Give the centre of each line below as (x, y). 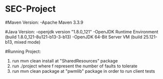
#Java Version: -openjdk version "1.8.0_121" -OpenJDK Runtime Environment (82, 32)
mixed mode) (27, 42)
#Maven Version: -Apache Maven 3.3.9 (44, 22)
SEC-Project (30, 9)
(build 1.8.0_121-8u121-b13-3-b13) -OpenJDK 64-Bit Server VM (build (74, 37)
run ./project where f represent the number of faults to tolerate (75, 66)
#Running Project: (23, 51)
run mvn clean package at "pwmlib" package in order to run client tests (83, 71)
